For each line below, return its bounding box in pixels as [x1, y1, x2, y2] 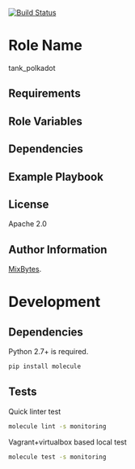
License [8, 197, 49, 211]
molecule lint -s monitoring [8, 422, 107, 431]
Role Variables [8, 114, 82, 128]
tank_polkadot [8, 63, 56, 72]
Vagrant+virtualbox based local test [8, 436, 127, 447]
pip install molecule [8, 362, 82, 370]
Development [8, 293, 101, 311]
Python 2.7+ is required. [8, 347, 89, 357]
